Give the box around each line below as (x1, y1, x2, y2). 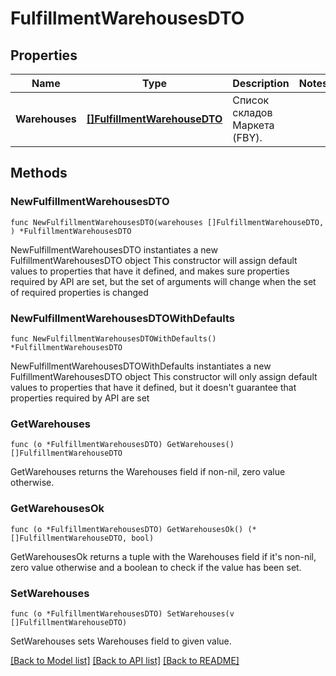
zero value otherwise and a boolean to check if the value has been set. (10, 561, 302, 573)
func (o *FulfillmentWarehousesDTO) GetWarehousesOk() (10, 524, 244, 534)
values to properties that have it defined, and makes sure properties (10, 265, 290, 277)
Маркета (232, 118, 275, 132)
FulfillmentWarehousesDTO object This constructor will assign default (10, 254, 298, 266)
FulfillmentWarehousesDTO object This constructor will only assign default (10, 370, 318, 382)
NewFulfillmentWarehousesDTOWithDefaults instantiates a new (10, 360, 272, 372)
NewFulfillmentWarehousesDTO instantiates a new (10, 243, 218, 256)
